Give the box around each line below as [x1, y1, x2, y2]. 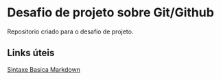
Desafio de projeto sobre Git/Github [7, 5, 214, 21]
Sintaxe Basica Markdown [7, 65, 81, 73]
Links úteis [7, 47, 55, 59]
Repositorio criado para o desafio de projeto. [7, 27, 134, 36]
